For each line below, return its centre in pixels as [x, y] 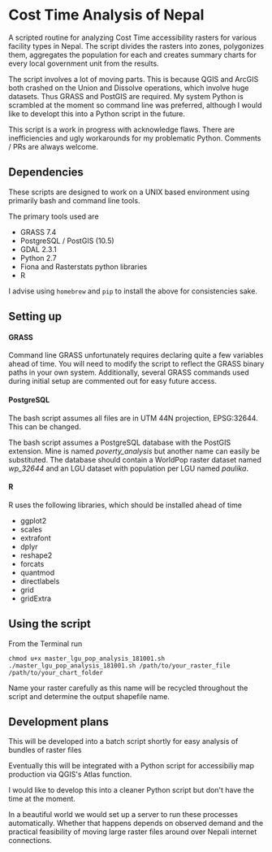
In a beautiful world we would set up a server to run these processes [123, 815]
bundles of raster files [45, 750]
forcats [32, 563]
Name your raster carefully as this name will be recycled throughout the [128, 688]
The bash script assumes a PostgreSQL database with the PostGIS [120, 442]
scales [31, 529]
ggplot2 [33, 520]
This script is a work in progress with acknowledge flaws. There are [122, 129]
